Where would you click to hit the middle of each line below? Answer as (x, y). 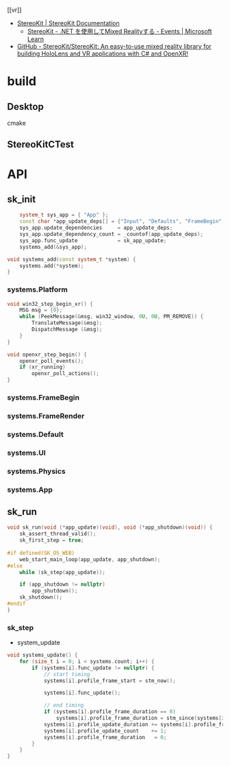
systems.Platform (38, 289)
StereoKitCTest (40, 144)
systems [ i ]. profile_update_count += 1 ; (105, 731)
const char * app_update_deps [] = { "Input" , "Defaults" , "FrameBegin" (121, 222)
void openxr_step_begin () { (47, 355)
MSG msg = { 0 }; (41, 310)
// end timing (64, 706)
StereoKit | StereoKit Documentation (68, 23)
